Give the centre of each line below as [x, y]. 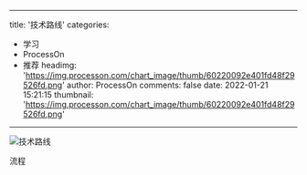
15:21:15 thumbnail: [58, 95]
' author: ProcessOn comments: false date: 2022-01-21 [165, 85]
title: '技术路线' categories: [59, 25]
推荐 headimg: [50, 65]
